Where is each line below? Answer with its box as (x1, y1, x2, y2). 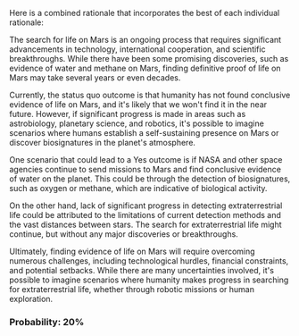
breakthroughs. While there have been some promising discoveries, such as (9, 54, 289, 63)
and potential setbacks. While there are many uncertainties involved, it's (9, 265, 275, 275)
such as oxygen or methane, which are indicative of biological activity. (9, 183, 268, 193)
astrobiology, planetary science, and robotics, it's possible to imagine (9, 118, 265, 129)
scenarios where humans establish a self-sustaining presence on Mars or (9, 128, 279, 138)
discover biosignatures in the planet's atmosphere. (9, 138, 196, 147)
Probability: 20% (9, 315, 85, 328)
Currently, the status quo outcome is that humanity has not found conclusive (9, 89, 291, 100)
